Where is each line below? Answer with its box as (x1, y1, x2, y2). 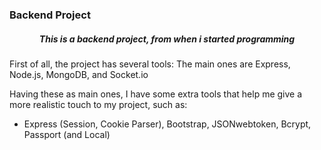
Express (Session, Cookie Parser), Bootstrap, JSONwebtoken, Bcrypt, (23, 118, 312, 130)
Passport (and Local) (23, 128, 111, 140)
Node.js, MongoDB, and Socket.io (9, 68, 149, 80)
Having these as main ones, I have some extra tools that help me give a (9, 88, 303, 100)
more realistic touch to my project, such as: (9, 98, 188, 110)
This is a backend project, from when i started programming (38, 33, 296, 45)
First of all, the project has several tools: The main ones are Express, (9, 58, 291, 70)
